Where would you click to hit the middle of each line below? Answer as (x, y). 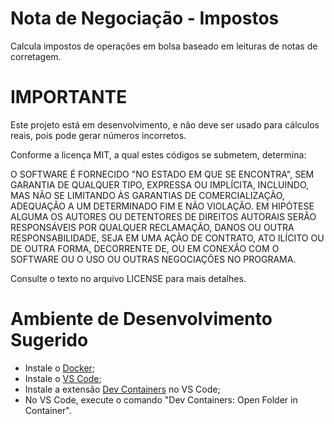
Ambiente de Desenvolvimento (141, 319)
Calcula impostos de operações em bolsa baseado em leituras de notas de (164, 46)
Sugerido (49, 340)
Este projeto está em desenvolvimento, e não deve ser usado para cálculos (165, 124)
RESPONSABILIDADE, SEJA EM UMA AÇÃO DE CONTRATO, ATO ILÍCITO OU (167, 238)
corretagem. (36, 56)
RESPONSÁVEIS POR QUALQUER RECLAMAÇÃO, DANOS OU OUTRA (152, 227)
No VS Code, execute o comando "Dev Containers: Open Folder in (161, 399)
